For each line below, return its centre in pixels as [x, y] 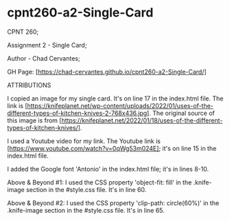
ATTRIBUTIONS [29, 85]
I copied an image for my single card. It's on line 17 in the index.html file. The [115, 98]
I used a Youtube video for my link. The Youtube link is [84, 141]
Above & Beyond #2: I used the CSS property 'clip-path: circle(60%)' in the [113, 203]
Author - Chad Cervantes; [44, 58]
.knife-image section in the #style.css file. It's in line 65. [86, 210]
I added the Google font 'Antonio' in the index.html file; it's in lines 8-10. [108, 169]
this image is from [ [34, 120]
